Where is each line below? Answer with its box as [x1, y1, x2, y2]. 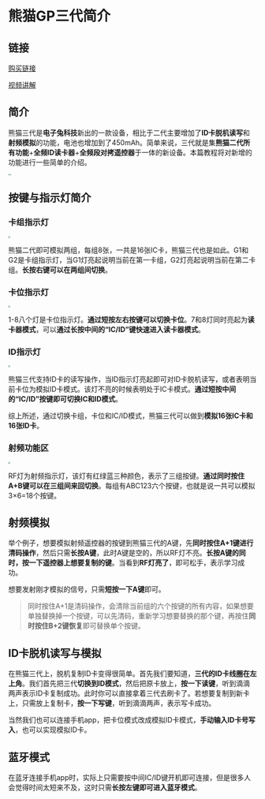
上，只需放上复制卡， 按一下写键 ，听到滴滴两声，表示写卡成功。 [8, 699, 215, 708]
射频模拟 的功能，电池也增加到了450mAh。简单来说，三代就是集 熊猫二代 [8, 137, 244, 147]
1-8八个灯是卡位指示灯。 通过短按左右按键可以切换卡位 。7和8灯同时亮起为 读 [8, 315, 255, 324]
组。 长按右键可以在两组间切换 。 [8, 265, 112, 274]
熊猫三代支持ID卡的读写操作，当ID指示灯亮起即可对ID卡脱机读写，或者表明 [8, 375, 250, 384]
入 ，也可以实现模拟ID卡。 [8, 725, 91, 734]
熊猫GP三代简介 [8, 7, 111, 25]
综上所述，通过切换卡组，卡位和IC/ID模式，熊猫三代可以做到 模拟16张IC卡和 [8, 411, 254, 420]
